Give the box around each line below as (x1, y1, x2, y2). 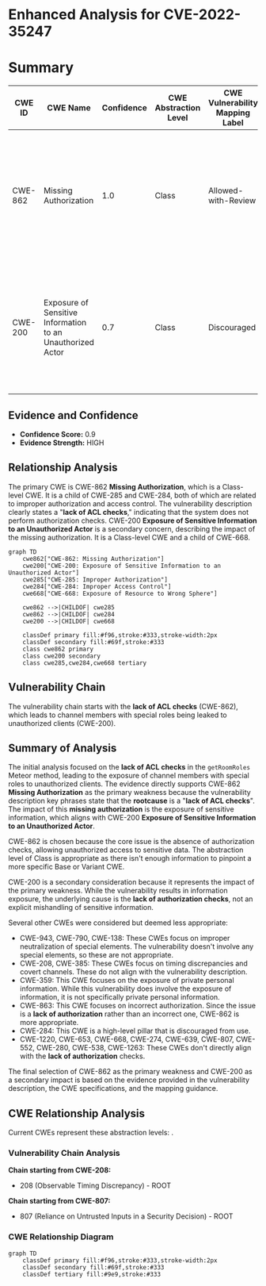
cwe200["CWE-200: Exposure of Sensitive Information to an (22, 562, 222, 570)
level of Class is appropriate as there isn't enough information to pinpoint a (8, 854, 252, 863)
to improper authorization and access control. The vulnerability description (8, 498, 253, 509)
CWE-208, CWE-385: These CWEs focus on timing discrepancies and (19, 958, 248, 969)
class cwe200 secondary (22, 652, 101, 660)
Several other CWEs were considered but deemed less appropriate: (8, 918, 228, 927)
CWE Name (47, 102, 91, 113)
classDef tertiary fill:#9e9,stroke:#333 (22, 1270, 161, 1278)
